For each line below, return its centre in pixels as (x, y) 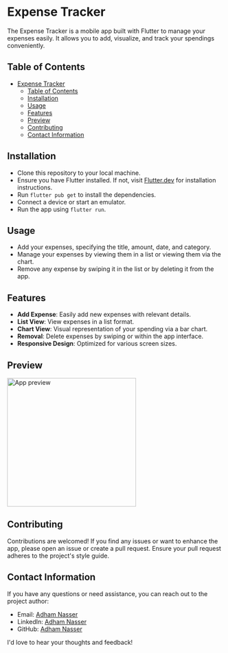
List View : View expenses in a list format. (76, 322)
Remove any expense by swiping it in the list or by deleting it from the (115, 269)
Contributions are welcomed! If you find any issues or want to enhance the (113, 541)
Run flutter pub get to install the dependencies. (87, 194)
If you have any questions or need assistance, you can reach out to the (107, 593)
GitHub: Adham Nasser (49, 629)
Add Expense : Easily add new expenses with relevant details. (104, 314)
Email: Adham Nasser (47, 614)
